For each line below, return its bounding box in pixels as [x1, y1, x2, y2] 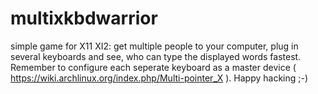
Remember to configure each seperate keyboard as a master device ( [10, 61, 297, 73]
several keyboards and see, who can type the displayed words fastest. [10, 50, 302, 62]
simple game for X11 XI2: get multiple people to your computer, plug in [10, 40, 299, 52]
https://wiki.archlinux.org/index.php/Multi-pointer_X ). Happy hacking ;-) [10, 72, 309, 84]
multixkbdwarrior [10, 7, 158, 30]
